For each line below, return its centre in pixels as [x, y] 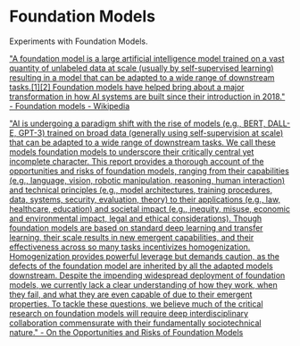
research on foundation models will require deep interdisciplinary [129, 313]
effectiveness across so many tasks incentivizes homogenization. [130, 247]
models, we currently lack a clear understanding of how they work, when [144, 284]
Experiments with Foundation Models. [79, 41]
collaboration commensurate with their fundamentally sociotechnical [135, 323]
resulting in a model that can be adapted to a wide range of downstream [142, 77]
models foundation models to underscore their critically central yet [132, 152]
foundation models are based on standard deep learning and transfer [136, 228]
